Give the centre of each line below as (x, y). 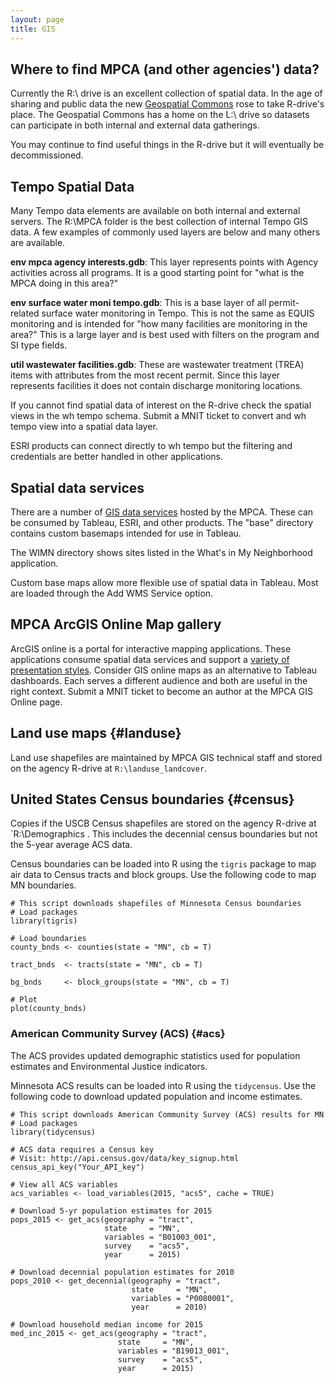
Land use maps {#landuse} (96, 733)
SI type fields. (39, 345)
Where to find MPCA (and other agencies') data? (165, 69)
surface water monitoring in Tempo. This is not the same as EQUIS (178, 313)
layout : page (37, 19)
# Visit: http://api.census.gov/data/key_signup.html (125, 1158)
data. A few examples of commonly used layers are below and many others (165, 232)
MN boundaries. (43, 885)
